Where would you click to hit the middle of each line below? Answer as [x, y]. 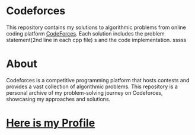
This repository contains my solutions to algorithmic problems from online [96, 27]
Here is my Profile [51, 123]
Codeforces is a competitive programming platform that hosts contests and [98, 80]
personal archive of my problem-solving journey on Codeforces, [84, 92]
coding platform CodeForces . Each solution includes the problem [85, 33]
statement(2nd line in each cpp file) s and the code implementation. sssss [96, 40]
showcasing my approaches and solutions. [58, 99]
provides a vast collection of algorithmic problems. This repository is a [92, 86]
